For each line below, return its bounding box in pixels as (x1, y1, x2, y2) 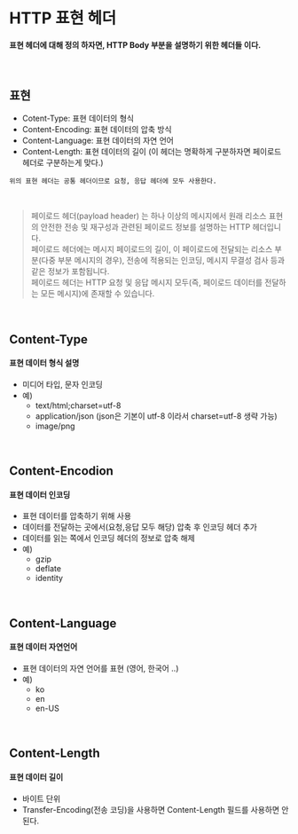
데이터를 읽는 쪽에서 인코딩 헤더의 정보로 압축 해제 (21, 533, 195, 544)
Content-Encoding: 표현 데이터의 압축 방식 (21, 124, 172, 135)
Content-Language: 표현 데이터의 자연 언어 (21, 135, 175, 146)
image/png (35, 421, 75, 431)
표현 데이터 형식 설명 (9, 358, 80, 368)
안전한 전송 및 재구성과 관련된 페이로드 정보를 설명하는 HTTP (40, 222, 251, 232)
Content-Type (9, 332, 89, 347)
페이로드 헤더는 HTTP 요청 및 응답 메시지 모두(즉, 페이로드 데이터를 (30, 277, 263, 288)
